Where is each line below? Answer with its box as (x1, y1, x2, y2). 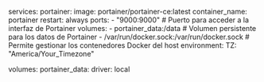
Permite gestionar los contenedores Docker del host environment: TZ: (8, 41, 237, 50)
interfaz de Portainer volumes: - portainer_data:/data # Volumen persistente (8, 24, 257, 33)
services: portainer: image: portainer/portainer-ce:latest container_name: (8, 7, 248, 16)
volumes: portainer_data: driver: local (8, 64, 130, 74)
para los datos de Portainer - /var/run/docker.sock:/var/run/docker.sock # (8, 32, 250, 41)
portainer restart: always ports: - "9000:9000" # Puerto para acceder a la (8, 15, 249, 25)
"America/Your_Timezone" (8, 49, 95, 58)
